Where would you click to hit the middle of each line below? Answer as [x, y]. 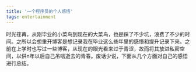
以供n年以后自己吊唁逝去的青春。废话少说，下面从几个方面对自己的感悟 [102, 56]
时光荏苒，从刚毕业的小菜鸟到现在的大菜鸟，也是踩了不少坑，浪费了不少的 [95, 34]
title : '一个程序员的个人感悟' [40, 11]
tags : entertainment [31, 17]
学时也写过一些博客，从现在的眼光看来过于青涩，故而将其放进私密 [100, 48]
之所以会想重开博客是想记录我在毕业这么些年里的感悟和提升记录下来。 [100, 41]
